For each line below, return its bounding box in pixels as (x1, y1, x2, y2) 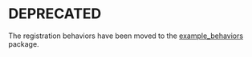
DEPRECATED (8, 5, 102, 23)
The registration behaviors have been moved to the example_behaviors (8, 31, 243, 40)
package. (8, 39, 39, 48)
